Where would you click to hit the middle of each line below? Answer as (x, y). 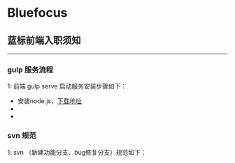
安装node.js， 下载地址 (50, 101)
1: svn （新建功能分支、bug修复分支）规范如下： (77, 152)
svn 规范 (22, 136)
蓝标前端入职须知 (44, 40)
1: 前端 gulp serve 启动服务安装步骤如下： (67, 86)
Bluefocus (37, 13)
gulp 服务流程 (30, 70)
